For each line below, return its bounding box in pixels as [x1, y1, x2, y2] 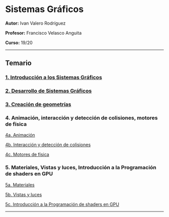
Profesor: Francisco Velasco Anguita [5, 30, 82, 36]
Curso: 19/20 [5, 39, 33, 46]
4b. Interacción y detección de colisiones [5, 142, 91, 148]
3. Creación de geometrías [5, 101, 71, 108]
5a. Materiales [5, 182, 35, 188]
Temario [5, 59, 32, 67]
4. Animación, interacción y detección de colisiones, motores [5, 115, 158, 122]
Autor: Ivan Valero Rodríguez [5, 20, 66, 26]
